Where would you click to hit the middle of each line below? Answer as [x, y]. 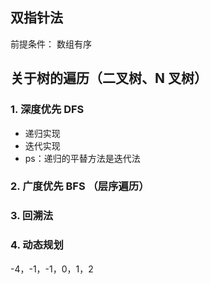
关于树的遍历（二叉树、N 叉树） [109, 78]
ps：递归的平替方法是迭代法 [82, 158]
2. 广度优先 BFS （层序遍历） [80, 186]
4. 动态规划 [37, 245]
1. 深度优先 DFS [47, 110]
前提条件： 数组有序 [51, 44]
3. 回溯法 [32, 216]
